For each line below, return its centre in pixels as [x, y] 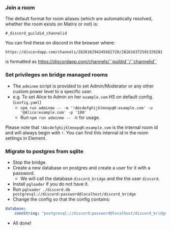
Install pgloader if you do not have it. [51, 184]
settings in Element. [26, 138]
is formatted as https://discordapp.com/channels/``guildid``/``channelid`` [81, 62]
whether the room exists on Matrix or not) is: [52, 24]
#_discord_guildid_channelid [36, 34]
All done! [22, 223]
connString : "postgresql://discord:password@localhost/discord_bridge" [92, 213]
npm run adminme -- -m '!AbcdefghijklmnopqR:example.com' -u [86, 108]
